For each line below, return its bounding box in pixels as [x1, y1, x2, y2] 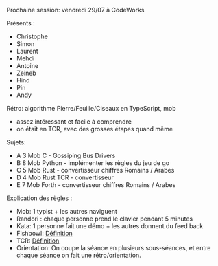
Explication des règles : [6, 194, 73, 202]
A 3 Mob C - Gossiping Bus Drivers [16, 151, 116, 159]
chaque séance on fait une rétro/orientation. [16, 251, 141, 259]
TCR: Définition [16, 236, 60, 245]
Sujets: [6, 138, 26, 146]
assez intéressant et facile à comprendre [16, 118, 132, 126]
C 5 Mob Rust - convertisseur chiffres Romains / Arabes [16, 166, 175, 174]
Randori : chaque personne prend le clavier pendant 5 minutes [16, 214, 193, 223]
